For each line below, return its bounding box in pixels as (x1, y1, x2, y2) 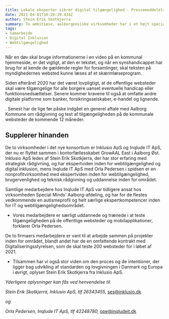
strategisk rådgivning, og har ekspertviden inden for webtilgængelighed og (5, 160, 161, 166)
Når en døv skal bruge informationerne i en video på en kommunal (5, 54, 142, 60)
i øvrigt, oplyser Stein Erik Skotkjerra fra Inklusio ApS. (12, 269, 124, 275)
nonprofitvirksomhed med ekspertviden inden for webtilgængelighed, (5, 171, 150, 177)
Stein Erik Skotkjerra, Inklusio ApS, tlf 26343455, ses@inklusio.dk (5, 288, 142, 295)
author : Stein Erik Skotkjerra (5, 17, 71, 22)
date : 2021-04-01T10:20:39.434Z (5, 12, 73, 17)
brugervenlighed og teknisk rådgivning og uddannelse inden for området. (5, 176, 157, 182)
